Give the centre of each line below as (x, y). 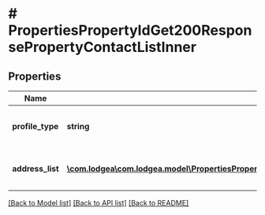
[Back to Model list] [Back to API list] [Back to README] (99, 203)
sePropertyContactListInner (103, 47)
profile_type (35, 126)
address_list (35, 169)
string (78, 126)
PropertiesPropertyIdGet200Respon (130, 30)
